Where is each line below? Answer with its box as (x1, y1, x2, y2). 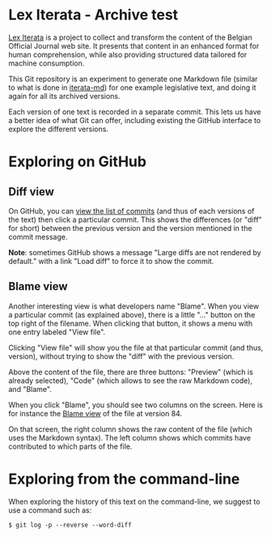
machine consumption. (8, 58, 85, 68)
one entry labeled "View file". (8, 326, 106, 337)
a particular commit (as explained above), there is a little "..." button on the (8, 309, 256, 319)
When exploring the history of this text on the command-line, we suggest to (8, 497, 260, 506)
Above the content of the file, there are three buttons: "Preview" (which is (8, 367, 253, 377)
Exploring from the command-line (8, 470, 240, 488)
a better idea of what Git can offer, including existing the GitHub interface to (8, 115, 261, 125)
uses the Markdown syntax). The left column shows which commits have (8, 433, 252, 442)
